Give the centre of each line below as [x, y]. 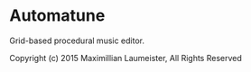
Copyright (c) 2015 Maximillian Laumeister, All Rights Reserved [125, 58]
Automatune [57, 16]
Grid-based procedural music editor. [77, 40]
